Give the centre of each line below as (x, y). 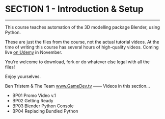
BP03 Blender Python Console (43, 106)
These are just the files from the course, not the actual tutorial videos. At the (82, 42)
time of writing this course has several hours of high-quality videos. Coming (82, 47)
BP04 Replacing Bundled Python (45, 111)
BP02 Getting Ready (33, 100)
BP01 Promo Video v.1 (34, 95)
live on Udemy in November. (34, 52)
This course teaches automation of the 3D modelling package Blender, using (82, 27)
